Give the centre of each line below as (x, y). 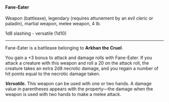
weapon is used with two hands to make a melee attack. (63, 94)
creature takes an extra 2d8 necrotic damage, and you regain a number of (82, 69)
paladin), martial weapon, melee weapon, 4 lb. (53, 24)
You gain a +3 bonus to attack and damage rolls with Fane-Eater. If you (79, 58)
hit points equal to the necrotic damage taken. (53, 74)
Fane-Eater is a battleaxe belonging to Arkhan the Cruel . (64, 48)
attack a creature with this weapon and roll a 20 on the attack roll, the (77, 63)
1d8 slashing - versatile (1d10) (36, 33)
